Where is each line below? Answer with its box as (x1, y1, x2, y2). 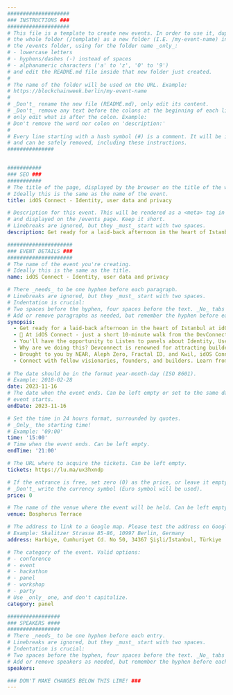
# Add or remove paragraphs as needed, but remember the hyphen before (7, 312, 218, 319)
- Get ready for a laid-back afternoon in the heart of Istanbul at (13, 325, 216, 332)
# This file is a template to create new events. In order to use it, (7, 29, 216, 37)
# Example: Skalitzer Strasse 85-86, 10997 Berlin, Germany (7, 530, 185, 537)
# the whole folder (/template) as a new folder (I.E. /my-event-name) (7, 36, 218, 43)
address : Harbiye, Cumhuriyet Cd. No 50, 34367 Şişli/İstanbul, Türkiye (7, 536, 222, 543)
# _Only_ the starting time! (7, 421, 92, 428)
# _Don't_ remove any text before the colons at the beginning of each (7, 107, 218, 114)
